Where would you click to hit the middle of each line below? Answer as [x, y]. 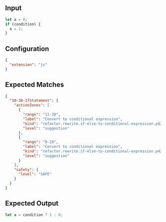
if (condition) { [23, 24]
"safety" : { [26, 170]
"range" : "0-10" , [41, 142]
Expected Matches [35, 85]
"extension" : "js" [29, 65]
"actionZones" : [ [32, 105]
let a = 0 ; [16, 19]
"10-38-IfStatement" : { [34, 101]
